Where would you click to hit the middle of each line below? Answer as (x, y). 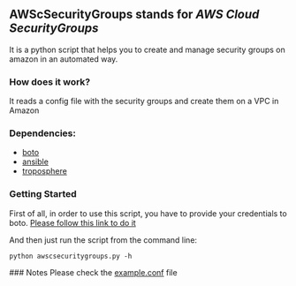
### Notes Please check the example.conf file (94, 272)
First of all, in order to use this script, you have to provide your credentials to (148, 213)
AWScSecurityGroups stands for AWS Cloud (134, 15)
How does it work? (50, 81)
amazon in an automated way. (64, 59)
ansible (35, 162)
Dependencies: (43, 133)
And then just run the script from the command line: (103, 240)
